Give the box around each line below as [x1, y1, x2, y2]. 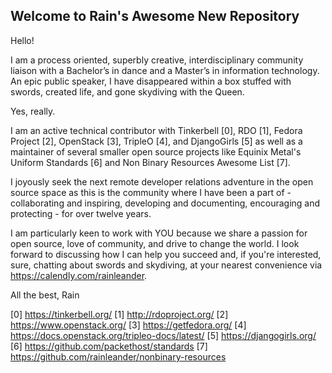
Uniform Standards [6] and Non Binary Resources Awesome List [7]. [10, 156, 291, 168]
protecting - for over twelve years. [10, 207, 152, 219]
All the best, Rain [10, 289, 80, 301]
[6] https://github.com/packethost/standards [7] [10, 340, 208, 352]
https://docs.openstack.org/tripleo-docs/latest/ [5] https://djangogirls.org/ [10, 329, 317, 341]
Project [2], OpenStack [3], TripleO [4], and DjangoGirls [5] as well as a [10, 135, 303, 147]
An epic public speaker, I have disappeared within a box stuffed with [10, 75, 292, 87]
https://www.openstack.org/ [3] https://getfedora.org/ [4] [10, 319, 247, 331]
